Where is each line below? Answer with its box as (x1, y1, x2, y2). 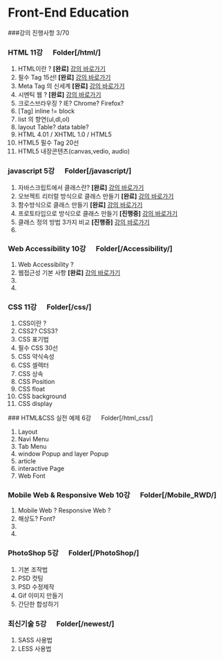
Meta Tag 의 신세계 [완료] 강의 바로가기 (17, 82, 125, 91)
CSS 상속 (17, 370, 43, 378)
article (17, 457, 37, 465)
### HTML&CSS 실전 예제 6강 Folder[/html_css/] (8, 414, 153, 423)
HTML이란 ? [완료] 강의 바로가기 (17, 64, 106, 73)
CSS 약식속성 (17, 353, 55, 361)
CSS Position (17, 378, 55, 386)
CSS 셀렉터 (17, 361, 49, 369)
